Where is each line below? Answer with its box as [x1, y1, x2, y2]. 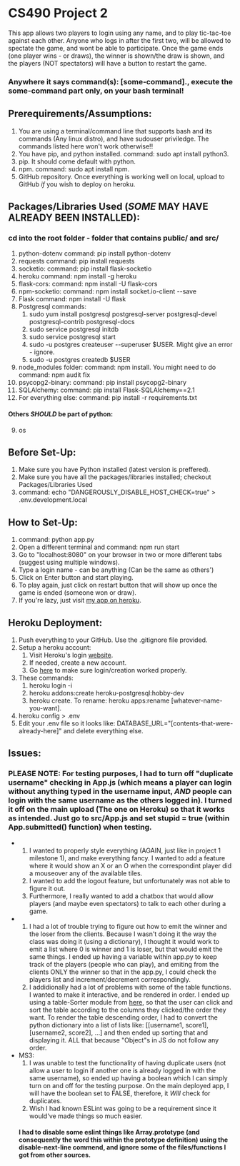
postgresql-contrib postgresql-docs [29, 318, 135, 326]
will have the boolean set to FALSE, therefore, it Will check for [29, 1089, 211, 1097]
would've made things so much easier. [29, 1112, 143, 1120]
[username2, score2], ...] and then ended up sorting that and [29, 1028, 209, 1037]
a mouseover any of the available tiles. [29, 869, 143, 878]
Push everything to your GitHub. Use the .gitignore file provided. [18, 635, 208, 644]
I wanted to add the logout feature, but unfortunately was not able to [29, 876, 231, 885]
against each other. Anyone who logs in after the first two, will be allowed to [8, 36, 231, 44]
